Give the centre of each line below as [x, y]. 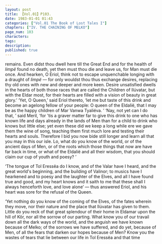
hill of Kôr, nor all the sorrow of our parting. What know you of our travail [77, 217]
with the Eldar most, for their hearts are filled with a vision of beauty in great [81, 95]
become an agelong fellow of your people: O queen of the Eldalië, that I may [81, 105]
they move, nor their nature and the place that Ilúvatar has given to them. [78, 206]
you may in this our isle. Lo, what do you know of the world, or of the [73, 141]
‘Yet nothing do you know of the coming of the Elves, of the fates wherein [78, 201]
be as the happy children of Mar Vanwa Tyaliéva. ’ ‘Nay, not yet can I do [76, 110]
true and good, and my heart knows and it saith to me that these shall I [75, 181]
